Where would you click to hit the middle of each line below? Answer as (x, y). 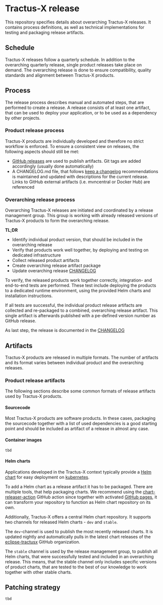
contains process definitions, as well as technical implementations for (75, 27)
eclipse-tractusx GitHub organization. (43, 542)
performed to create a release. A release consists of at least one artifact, (78, 108)
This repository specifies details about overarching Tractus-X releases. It (78, 22)
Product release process (35, 130)
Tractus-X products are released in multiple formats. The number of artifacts (82, 357)
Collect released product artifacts (46, 260)
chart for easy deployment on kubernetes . (47, 477)
